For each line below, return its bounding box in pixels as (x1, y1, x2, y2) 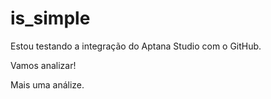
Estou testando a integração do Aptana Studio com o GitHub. (10, 40, 262, 52)
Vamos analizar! (10, 59, 77, 71)
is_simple (10, 7, 91, 30)
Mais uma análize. (10, 78, 85, 91)
